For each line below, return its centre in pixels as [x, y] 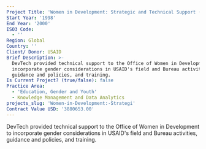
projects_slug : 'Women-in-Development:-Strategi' [71, 103]
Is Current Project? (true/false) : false [60, 80]
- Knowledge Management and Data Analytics [68, 97]
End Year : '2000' [29, 23]
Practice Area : [26, 86]
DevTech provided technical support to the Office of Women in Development [103, 126]
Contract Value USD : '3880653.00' [51, 109]
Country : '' [21, 47]
